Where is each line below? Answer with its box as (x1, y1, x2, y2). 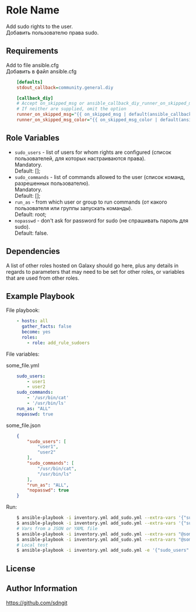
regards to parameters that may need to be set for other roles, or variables (6, 268, 185, 275)
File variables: (6, 350, 40, 357)
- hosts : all (16, 318, 48, 324)
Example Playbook (6, 291, 75, 301)
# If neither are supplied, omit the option (16, 106, 127, 112)
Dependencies (6, 246, 60, 256)
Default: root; (14, 211, 47, 218)
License (6, 563, 36, 573)
